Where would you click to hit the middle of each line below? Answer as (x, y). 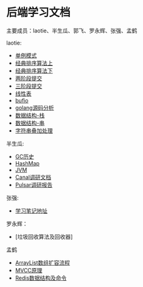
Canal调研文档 (33, 177)
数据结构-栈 (30, 115)
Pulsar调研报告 (34, 184)
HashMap (27, 163)
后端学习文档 (39, 13)
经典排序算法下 (34, 70)
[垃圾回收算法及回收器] (44, 236)
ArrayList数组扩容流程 (43, 263)
